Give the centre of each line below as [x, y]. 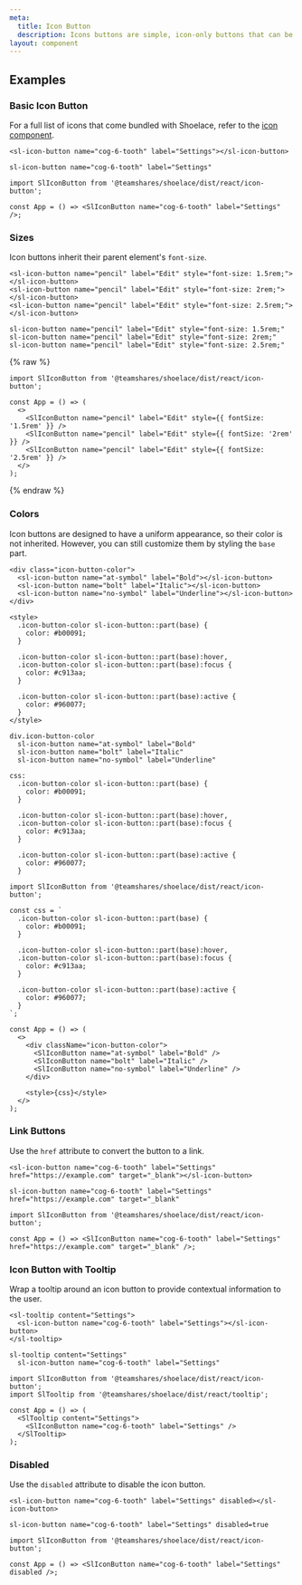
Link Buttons [38, 1131]
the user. [26, 1299]
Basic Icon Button [49, 105]
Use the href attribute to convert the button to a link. [107, 1150]
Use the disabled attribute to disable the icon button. [108, 1484]
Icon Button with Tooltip [63, 1269]
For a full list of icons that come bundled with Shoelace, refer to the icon [144, 125]
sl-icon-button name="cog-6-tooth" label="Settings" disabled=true [139, 1525]
